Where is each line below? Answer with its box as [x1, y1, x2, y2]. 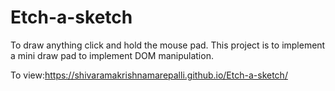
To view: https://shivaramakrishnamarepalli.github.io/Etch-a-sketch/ [10, 69, 288, 81]
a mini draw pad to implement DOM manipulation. [10, 49, 214, 61]
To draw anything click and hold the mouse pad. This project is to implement [10, 39, 326, 51]
